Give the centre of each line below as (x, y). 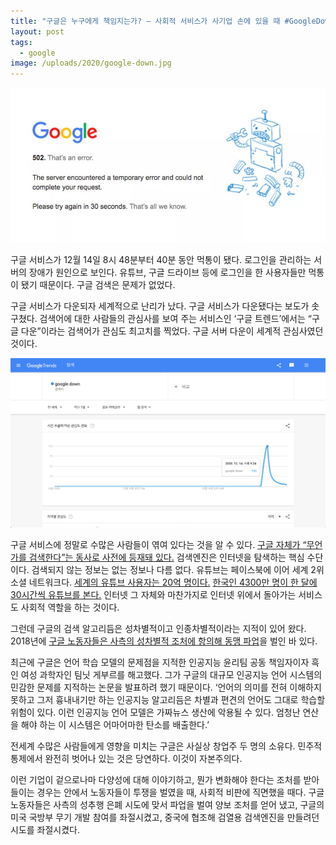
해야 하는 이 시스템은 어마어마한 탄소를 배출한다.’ (115, 725)
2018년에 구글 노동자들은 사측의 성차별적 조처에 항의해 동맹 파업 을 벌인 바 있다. (164, 641)
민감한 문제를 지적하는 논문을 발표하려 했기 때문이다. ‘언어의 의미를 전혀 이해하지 (166, 687)
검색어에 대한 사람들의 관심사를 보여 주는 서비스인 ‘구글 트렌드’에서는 (172, 319)
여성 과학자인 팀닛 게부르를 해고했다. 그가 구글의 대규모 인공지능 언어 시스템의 (171, 675)
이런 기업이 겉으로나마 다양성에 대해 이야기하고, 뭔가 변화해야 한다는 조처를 (156, 780)
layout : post (37, 31)
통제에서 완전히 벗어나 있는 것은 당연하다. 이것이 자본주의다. (126, 759)
